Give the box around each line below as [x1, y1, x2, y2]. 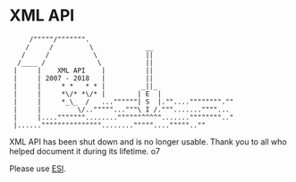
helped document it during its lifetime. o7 [9, 145, 161, 156]
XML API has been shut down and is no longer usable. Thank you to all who [9, 136, 288, 147]
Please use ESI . [9, 162, 66, 174]
